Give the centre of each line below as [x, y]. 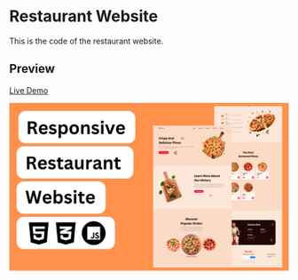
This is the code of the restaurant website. [86, 41]
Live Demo [29, 90]
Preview [32, 69]
